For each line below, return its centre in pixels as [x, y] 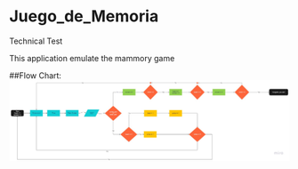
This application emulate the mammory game [92, 58]
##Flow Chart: [36, 75]
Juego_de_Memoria [84, 16]
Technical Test [36, 41]
